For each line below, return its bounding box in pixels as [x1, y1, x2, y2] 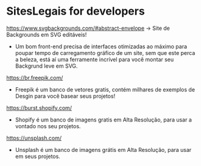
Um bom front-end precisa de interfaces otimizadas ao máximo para [15, 43, 188, 50]
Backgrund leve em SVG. [15, 62, 78, 70]
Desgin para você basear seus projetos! [15, 92, 116, 99]
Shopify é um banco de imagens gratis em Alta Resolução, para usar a [15, 116, 192, 123]
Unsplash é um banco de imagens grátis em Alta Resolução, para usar [15, 146, 192, 153]
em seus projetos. [15, 153, 61, 160]
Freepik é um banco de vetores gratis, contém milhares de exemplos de [15, 85, 196, 93]
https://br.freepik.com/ [6, 74, 63, 81]
